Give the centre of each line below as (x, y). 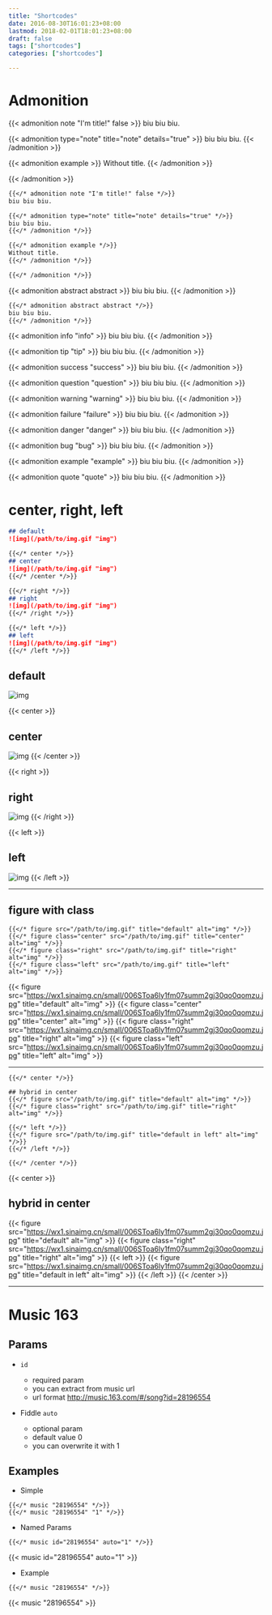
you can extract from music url (83, 1388)
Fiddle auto (39, 1413)
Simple (32, 1490)
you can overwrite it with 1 (76, 1446)
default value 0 (57, 1437)
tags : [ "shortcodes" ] (45, 46)
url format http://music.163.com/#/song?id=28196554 (121, 1397)
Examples (34, 1471)
